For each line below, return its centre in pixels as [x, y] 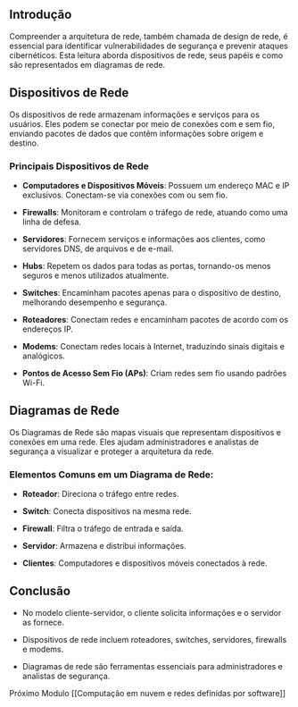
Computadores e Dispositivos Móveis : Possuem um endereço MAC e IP [156, 185]
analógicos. [43, 356]
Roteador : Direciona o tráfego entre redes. [101, 494]
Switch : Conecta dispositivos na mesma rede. [107, 511]
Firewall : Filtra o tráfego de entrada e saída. [103, 529]
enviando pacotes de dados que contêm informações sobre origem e [137, 133]
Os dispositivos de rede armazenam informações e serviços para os [135, 114]
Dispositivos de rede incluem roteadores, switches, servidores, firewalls [154, 639]
